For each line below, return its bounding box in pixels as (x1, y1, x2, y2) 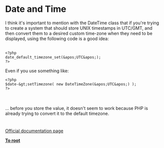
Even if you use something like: (5, 68, 69, 74)
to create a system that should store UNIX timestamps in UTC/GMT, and (5, 25, 153, 31)
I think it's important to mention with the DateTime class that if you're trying (5, 20, 160, 26)
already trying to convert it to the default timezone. (5, 110, 109, 116)
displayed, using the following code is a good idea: (5, 36, 109, 42)
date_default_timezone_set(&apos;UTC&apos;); (5, 54, 101, 60)
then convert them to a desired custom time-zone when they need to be (5, 30, 153, 36)
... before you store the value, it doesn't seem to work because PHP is (5, 105, 148, 111)
